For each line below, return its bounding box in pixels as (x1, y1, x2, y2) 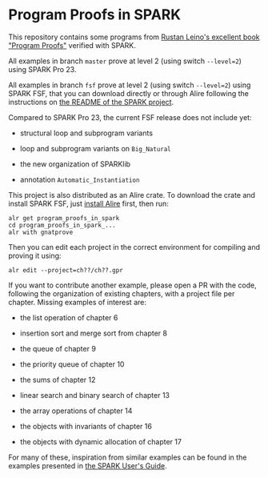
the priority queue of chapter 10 (19, 359, 125, 369)
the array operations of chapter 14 (19, 406, 133, 416)
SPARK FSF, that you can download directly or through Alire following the (8, 88, 250, 98)
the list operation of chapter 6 (19, 312, 118, 322)
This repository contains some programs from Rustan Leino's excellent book (8, 32, 260, 42)
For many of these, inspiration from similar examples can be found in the (8, 452, 247, 462)
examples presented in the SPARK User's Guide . (8, 460, 167, 470)
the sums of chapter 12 (19, 375, 96, 384)
